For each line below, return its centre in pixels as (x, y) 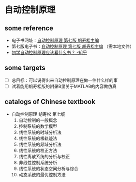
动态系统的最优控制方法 (42, 174)
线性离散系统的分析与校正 (44, 156)
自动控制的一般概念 (38, 120)
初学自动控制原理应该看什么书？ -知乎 (49, 52)
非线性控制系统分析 (38, 162)
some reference (29, 28)
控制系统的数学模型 (38, 126)
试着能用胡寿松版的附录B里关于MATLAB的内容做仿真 (64, 86)
